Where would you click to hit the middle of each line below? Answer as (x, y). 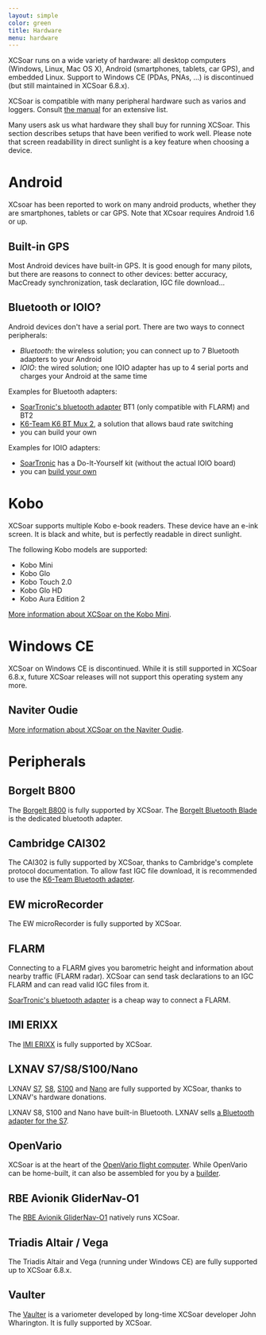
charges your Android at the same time (83, 376)
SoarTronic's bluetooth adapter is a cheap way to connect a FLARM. (120, 1000)
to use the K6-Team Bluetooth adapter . (71, 879)
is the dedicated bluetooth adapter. (66, 818)
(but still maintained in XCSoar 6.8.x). (69, 86)
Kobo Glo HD (41, 590)
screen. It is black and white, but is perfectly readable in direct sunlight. (125, 534)
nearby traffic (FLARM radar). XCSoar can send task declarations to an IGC (131, 976)
